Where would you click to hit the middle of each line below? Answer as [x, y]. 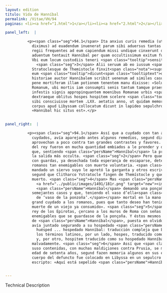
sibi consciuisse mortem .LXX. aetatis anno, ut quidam [91, 101]
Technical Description [28, 285]
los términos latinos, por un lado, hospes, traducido [94, 234]
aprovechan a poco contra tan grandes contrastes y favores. [96, 142]
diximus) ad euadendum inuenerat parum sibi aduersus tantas [96, 46]
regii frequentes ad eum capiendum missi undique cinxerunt [95, 51]
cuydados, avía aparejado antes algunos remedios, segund [93, 138]
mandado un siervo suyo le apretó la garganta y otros [90, 170]
